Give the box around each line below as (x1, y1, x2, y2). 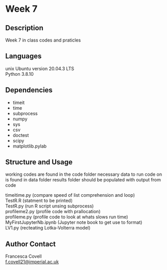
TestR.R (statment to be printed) (5, 198, 73, 204)
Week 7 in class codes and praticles (5, 37, 81, 43)
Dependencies (5, 86, 53, 95)
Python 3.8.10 (5, 71, 34, 77)
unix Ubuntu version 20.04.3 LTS (5, 65, 75, 72)
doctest (12, 132, 29, 138)
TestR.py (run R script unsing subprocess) (5, 203, 94, 209)
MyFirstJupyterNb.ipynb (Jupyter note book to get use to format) (5, 219, 142, 225)
